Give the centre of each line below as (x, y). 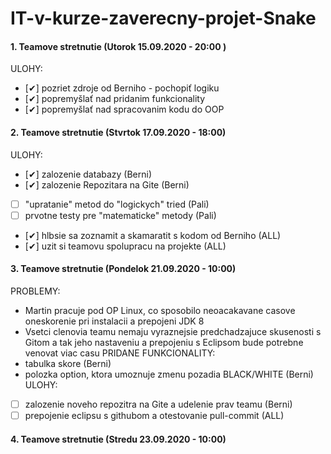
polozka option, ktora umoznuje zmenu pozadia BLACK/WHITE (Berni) (169, 374)
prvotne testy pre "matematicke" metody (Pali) (120, 215)
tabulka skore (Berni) (68, 363)
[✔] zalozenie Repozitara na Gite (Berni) (107, 184)
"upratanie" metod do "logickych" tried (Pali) (117, 204)
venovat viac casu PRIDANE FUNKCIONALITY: (120, 353)
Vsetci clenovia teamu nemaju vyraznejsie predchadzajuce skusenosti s (173, 331)
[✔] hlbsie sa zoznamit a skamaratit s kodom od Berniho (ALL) (153, 235)
